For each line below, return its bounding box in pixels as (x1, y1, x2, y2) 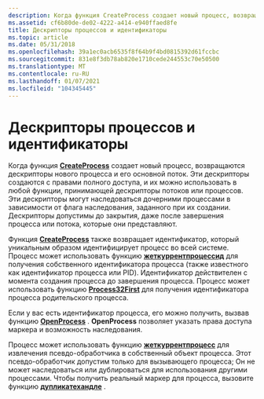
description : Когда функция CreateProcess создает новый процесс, (8, 11, 230, 20)
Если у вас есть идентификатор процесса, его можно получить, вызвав (8, 308, 250, 318)
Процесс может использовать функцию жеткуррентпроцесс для (8, 340, 229, 350)
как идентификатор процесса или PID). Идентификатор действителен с (8, 268, 247, 277)
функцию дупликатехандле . (8, 382, 106, 391)
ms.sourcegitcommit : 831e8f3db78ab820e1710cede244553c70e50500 (8, 56, 220, 64)
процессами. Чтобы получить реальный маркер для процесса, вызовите (8, 374, 254, 383)
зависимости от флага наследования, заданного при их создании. (8, 203, 231, 212)
